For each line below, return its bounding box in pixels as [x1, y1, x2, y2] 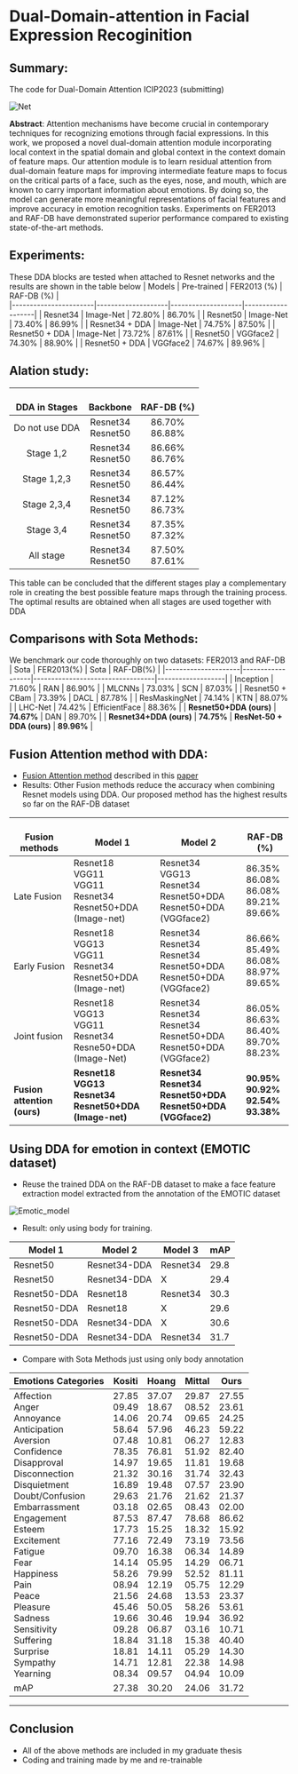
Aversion [13, 1435, 51, 1447]
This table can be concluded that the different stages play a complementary [9, 577, 286, 588]
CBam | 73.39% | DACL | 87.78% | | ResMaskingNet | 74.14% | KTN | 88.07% [9, 693, 288, 704]
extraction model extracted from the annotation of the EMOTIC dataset [21, 1189, 281, 1199]
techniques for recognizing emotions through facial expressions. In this [9, 128, 269, 139]
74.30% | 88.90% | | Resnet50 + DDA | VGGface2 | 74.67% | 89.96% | [9, 338, 265, 348]
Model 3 [162, 1244, 200, 1256]
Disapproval [13, 1457, 64, 1469]
